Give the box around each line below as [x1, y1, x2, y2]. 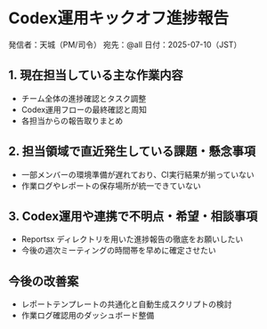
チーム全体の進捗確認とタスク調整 [20, 92, 147, 103]
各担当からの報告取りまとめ [20, 115, 124, 125]
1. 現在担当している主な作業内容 [8, 68, 183, 83]
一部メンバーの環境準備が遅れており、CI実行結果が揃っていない [20, 169, 255, 180]
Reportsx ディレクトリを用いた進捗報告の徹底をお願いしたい [20, 234, 244, 245]
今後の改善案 [8, 273, 79, 289]
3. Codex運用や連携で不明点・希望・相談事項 [8, 208, 258, 223]
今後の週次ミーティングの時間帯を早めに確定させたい [20, 245, 216, 256]
